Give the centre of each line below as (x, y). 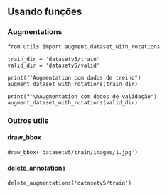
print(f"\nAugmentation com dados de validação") (82, 96)
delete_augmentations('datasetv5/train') (70, 183)
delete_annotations (37, 168)
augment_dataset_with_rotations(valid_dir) (73, 102)
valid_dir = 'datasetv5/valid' (54, 65)
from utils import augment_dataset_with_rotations (84, 47)
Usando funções (45, 12)
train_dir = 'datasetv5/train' (54, 59)
